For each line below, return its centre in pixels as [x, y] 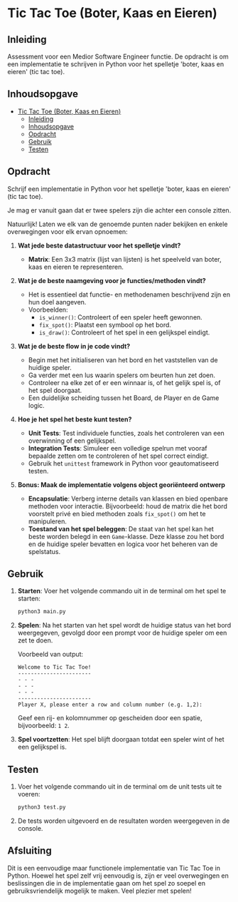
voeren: [29, 794]
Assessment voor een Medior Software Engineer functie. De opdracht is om [118, 56]
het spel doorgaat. [55, 390]
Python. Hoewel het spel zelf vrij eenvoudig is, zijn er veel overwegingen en [118, 876]
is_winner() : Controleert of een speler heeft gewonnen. [120, 317]
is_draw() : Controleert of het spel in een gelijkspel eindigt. [124, 332]
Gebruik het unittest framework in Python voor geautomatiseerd [123, 463]
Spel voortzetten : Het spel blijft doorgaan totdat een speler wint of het [121, 739]
